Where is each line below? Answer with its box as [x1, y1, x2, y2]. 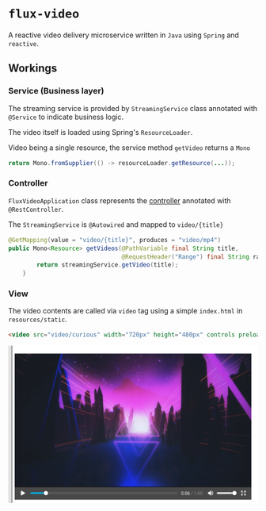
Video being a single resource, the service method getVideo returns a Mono [8, 143, 251, 152]
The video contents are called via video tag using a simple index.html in [8, 306, 243, 316]
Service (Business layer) [8, 86, 104, 97]
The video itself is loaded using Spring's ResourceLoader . [8, 127, 193, 136]
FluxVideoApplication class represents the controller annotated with [8, 195, 231, 206]
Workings [8, 62, 58, 75]
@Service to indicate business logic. [8, 112, 124, 121]
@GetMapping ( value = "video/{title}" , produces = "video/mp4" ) [8, 236, 222, 244]
